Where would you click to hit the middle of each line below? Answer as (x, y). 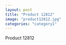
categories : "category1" (31, 24)
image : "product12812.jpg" (33, 19)
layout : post (19, 10)
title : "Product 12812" (30, 14)
